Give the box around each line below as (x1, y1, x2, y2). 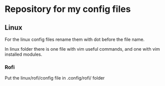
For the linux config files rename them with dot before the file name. (4, 36, 145, 42)
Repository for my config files (4, 3, 131, 15)
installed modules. (4, 51, 42, 57)
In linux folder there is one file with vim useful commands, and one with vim (4, 46, 160, 52)
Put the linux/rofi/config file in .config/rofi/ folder (4, 75, 105, 81)
